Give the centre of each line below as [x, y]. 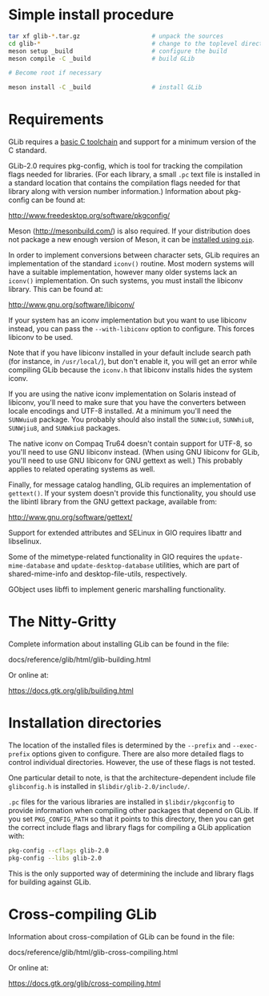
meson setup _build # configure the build [118, 51]
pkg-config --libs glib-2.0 [55, 858]
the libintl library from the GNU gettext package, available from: [113, 502]
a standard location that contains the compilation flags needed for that [124, 183]
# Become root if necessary [55, 73]
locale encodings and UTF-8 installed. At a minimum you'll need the [120, 411]
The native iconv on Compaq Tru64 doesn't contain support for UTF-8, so [130, 443]
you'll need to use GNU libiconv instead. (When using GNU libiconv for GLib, [134, 452]
